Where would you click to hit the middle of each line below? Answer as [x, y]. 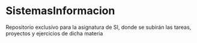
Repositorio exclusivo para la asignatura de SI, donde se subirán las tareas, [98, 27]
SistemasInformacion [60, 11]
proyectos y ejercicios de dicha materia [54, 33]
